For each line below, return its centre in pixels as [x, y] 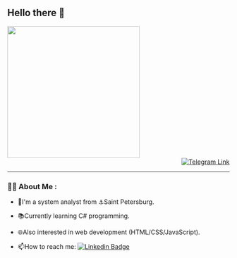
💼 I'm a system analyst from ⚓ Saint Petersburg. [86, 202]
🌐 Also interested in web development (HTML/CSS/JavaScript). [109, 232]
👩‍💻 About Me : [32, 186]
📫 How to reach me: [47, 247]
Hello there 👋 [36, 13]
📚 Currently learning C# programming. [73, 216]
